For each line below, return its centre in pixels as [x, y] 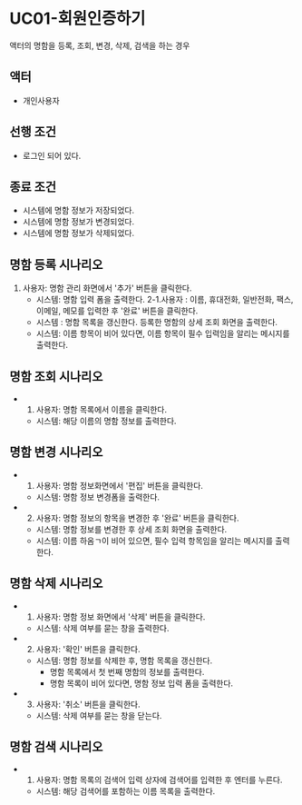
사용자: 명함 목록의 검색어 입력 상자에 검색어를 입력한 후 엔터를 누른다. [159, 780]
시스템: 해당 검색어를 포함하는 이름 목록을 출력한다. [126, 791]
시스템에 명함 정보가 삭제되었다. [78, 234]
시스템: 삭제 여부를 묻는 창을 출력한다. [102, 628]
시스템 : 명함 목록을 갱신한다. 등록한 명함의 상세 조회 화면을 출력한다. [157, 323]
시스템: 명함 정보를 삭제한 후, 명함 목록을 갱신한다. [124, 661]
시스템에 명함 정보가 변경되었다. [78, 222]
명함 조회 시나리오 [56, 377]
